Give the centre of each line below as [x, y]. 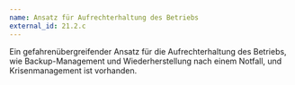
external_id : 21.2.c [48, 26]
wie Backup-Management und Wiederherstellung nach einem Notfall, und [146, 61]
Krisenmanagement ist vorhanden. [73, 70]
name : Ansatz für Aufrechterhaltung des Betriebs [104, 17]
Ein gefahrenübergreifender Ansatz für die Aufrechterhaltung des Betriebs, [148, 51]
